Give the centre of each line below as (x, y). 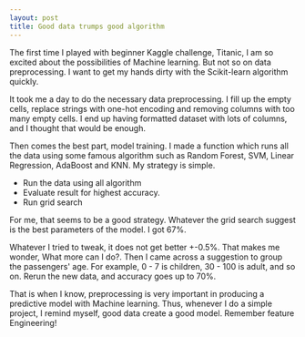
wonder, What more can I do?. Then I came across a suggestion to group (146, 257)
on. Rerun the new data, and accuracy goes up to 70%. (113, 276)
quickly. (24, 81)
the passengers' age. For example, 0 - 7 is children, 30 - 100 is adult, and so (152, 266)
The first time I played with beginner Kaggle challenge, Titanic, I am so (142, 52)
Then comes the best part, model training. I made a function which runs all (149, 146)
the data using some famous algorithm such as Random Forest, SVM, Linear (152, 155)
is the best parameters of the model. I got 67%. (98, 230)
